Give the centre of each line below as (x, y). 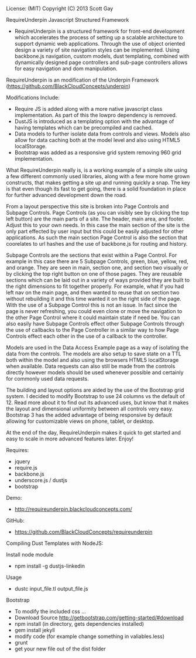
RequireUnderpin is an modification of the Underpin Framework (82, 80)
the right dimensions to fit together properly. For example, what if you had (95, 286)
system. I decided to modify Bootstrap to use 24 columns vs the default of (96, 396)
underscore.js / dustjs (41, 480)
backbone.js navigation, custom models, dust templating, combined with (102, 56)
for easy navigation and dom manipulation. (66, 69)
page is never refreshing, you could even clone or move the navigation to (94, 311)
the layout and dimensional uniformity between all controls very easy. (90, 409)
